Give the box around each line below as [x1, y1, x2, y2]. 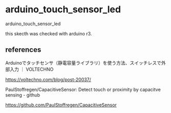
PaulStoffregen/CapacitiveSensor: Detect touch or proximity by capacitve [5, 86, 161, 92]
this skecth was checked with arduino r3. [5, 30, 92, 36]
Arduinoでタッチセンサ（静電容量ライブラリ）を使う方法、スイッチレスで [5, 60, 162, 66]
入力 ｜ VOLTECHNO [9, 66, 54, 72]
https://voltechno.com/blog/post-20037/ [5, 76, 91, 83]
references [5, 45, 42, 54]
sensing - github [5, 91, 40, 98]
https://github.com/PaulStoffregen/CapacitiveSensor [5, 102, 117, 108]
